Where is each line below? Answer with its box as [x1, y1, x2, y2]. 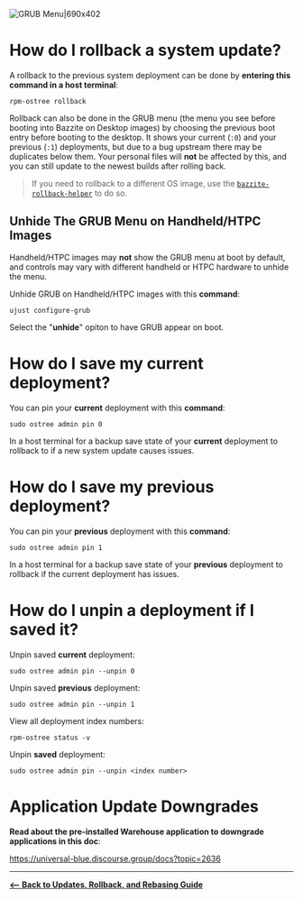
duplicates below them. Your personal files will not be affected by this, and [9, 151, 287, 161]
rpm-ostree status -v [9, 733, 91, 742]
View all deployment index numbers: [9, 715, 144, 726]
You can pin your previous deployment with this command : [9, 526, 231, 537]
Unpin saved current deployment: [9, 649, 135, 660]
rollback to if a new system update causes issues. [9, 445, 195, 455]
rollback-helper [31, 189, 93, 198]
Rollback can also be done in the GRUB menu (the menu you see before [9, 113, 276, 124]
